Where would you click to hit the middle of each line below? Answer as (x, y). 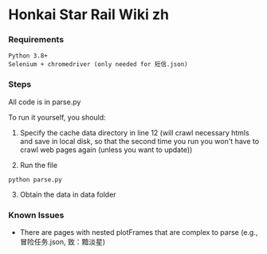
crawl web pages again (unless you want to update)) (106, 150)
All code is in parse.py (45, 102)
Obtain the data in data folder (68, 194)
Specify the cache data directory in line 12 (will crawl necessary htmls (134, 132)
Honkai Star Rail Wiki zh (89, 15)
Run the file (39, 165)
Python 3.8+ (28, 56)
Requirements (36, 40)
